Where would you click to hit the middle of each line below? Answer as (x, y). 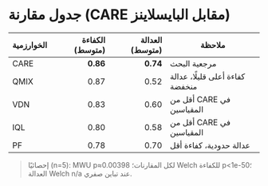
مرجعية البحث (193, 63)
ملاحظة (213, 45)
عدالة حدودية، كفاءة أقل (211, 145)
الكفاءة (94, 40)
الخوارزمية (30, 45)
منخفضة (184, 86)
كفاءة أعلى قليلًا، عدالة (208, 76)
